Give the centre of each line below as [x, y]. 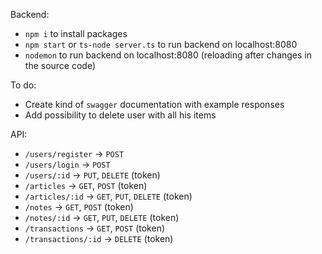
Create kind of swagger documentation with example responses [154, 104]
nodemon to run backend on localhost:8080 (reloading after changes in [168, 55]
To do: [23, 85]
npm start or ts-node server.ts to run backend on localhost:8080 [161, 44]
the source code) [60, 65]
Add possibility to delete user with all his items [120, 115]
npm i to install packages [76, 33]
